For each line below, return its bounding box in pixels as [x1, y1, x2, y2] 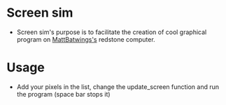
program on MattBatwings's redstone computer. [16, 35, 155, 43]
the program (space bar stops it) [16, 90, 111, 98]
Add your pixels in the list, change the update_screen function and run [16, 82, 220, 91]
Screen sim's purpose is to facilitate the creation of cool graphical [16, 28, 207, 36]
